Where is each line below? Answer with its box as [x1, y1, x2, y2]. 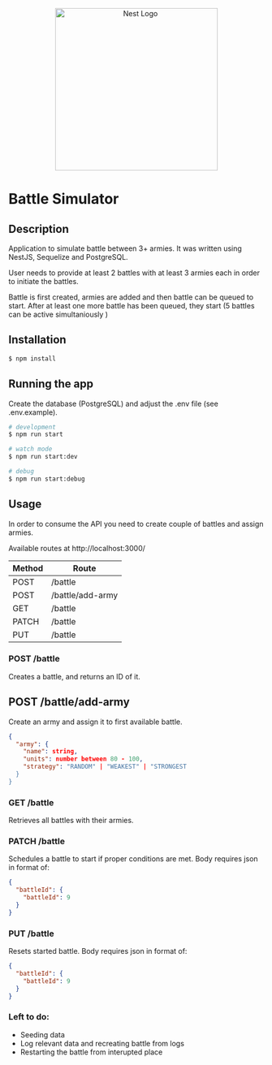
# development [8, 423, 57, 431]
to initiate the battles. [8, 277, 79, 286]
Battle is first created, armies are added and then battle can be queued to [8, 292, 254, 302]
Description [8, 222, 69, 235]
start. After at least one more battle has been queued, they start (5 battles [8, 301, 255, 310]
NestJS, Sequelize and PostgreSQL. [8, 252, 128, 261]
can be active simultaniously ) [8, 309, 108, 319]
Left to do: [8, 1011, 50, 1023]
